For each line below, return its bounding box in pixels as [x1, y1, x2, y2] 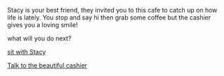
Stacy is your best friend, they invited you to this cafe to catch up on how [7, 6, 218, 14]
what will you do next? [7, 34, 72, 43]
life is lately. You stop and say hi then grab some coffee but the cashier [7, 13, 211, 22]
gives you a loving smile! [7, 21, 78, 29]
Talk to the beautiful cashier [7, 61, 87, 69]
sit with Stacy [7, 48, 47, 56]
